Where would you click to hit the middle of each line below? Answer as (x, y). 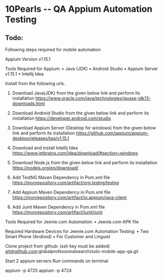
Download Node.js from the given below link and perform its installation (85, 163)
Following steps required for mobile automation (53, 50)
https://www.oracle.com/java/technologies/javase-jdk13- (93, 98)
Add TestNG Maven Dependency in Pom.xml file (61, 177)
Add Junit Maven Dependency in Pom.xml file (58, 207)
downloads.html (29, 104)
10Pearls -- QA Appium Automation (79, 9)
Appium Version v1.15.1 (28, 59)
